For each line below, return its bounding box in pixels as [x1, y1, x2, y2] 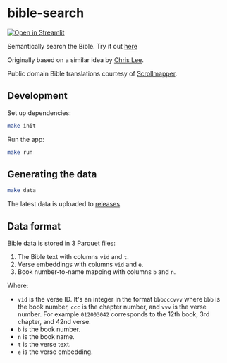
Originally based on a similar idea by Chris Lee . [7, 55, 145, 64]
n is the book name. [17, 333, 75, 340]
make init [7, 122, 37, 129]
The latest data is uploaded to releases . [7, 200, 122, 208]
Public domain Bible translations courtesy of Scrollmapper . [7, 69, 178, 78]
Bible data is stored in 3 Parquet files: [7, 239, 116, 247]
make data [7, 187, 37, 194]
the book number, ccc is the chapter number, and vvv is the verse [17, 302, 207, 311]
